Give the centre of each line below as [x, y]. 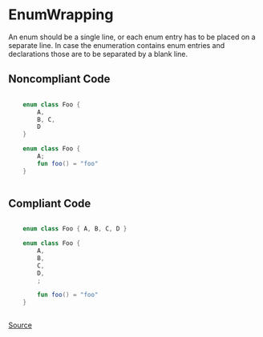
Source [20, 325]
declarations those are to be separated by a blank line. [98, 54]
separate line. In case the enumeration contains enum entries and [117, 45]
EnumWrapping [61, 15]
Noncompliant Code [59, 79]
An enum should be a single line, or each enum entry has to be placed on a [132, 37]
